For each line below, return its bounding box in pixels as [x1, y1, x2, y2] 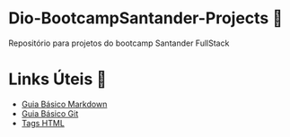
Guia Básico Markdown [21, 98, 108, 109]
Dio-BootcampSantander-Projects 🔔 [8, 8, 284, 29]
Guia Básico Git [21, 107, 79, 119]
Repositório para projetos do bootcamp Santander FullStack [8, 38, 230, 48]
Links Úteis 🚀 [8, 69, 107, 90]
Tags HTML [21, 117, 65, 128]
